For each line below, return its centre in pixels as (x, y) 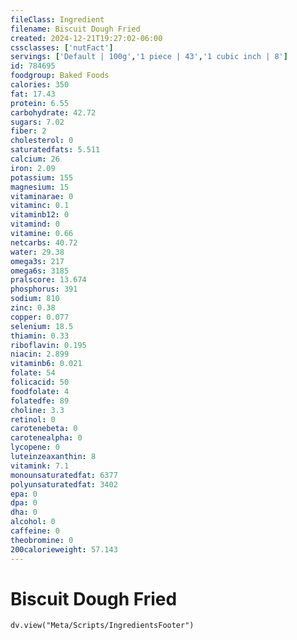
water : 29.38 (37, 252)
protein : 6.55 (40, 103)
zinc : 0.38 (33, 308)
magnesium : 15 (40, 187)
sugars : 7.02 (37, 122)
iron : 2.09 (33, 168)
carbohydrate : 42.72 (53, 112)
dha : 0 (24, 512)
